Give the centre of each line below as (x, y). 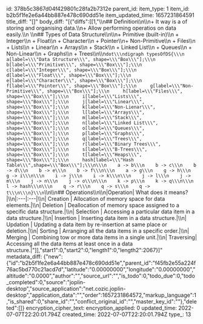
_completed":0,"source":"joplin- (46, 282)
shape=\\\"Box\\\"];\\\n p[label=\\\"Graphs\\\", (76, 134)
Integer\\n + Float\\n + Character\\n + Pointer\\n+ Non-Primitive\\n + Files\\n (101, 41)
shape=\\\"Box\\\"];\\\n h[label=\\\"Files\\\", (115, 91)
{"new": (53, 257)
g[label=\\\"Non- (172, 86)
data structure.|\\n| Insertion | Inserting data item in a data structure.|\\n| (96, 218)
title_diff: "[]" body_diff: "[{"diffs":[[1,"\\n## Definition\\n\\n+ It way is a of (97, 21)
